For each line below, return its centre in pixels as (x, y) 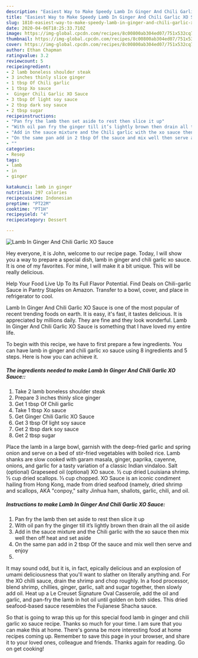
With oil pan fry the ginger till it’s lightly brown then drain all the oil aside (102, 525)
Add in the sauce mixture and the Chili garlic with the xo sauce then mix (102, 532)
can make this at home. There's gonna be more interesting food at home (94, 630)
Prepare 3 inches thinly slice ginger (57, 398)
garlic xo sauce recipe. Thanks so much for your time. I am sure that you (94, 623)
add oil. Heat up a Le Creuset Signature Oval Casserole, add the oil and (93, 593)
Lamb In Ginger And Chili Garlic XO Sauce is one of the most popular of (93, 307)
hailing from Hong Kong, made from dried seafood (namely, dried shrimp (94, 484)
